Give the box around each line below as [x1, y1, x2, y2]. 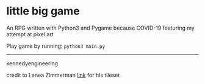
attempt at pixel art [6, 30, 54, 37]
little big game [6, 4, 81, 18]
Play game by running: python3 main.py [6, 42, 106, 50]
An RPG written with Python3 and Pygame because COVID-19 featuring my [6, 24, 195, 31]
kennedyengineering [6, 59, 59, 67]
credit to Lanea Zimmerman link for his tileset [6, 71, 120, 79]
